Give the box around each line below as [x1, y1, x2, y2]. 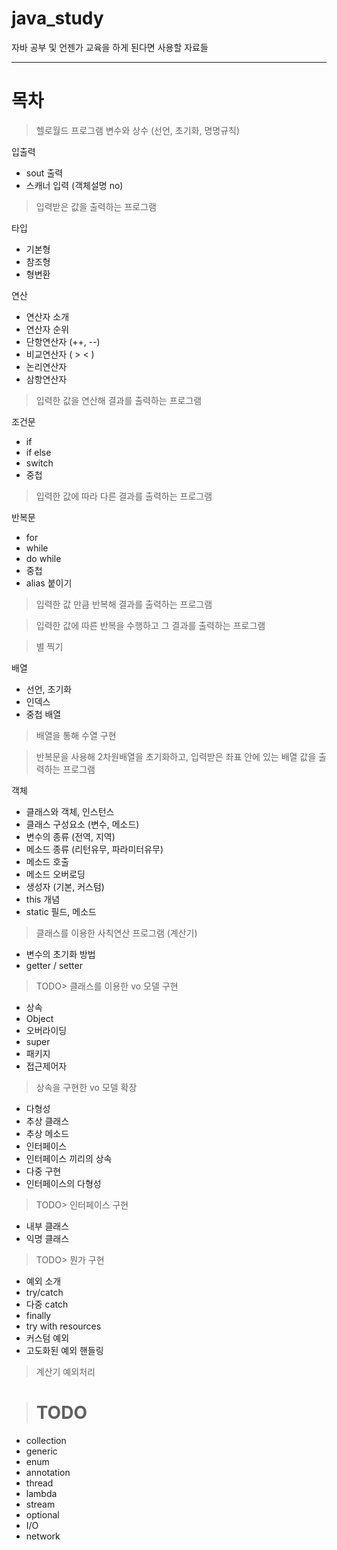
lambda [25, 1487, 58, 1499]
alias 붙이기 [25, 577, 73, 589]
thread [25, 1477, 54, 1489]
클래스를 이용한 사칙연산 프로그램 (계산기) [35, 927, 198, 939]
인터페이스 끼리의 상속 [25, 1152, 113, 1164]
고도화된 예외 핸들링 [25, 1344, 104, 1356]
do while [25, 552, 62, 564]
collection [25, 1434, 67, 1446]
